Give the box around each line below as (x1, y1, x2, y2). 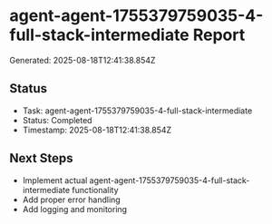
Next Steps (9, 151, 73, 166)
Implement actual (22, 174, 88, 186)
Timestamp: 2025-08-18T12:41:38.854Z (22, 124, 172, 135)
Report (192, 24, 246, 45)
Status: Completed (22, 114, 92, 125)
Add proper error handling (22, 194, 121, 205)
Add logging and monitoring (22, 203, 128, 214)
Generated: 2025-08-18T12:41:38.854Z (9, 54, 156, 65)
